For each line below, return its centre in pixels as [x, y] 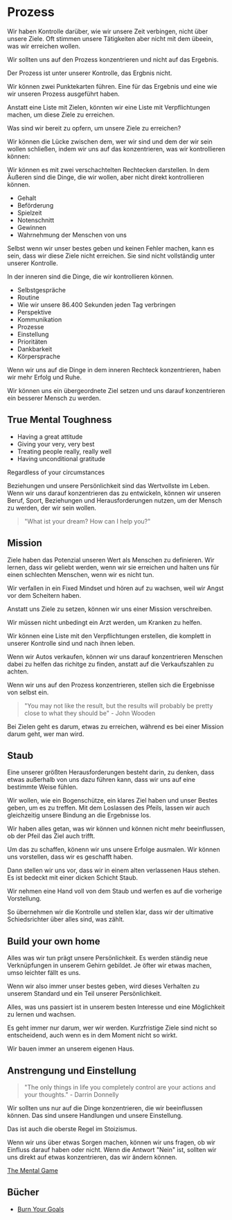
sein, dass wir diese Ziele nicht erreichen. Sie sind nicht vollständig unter [111, 256]
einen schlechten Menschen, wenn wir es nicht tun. [81, 574]
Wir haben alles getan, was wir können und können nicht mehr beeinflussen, [116, 829]
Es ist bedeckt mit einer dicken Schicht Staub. [73, 878]
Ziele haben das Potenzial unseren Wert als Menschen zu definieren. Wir [111, 560]
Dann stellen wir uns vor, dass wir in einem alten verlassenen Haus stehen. [114, 870]
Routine [28, 297]
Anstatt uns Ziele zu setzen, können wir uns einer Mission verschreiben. [110, 609]
